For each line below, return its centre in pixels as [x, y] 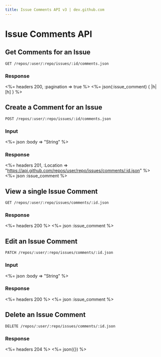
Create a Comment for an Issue [54, 107]
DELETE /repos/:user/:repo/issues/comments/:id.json [60, 326]
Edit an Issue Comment [41, 241]
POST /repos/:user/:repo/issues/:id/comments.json [58, 119]
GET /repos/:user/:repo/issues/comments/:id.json [57, 203]
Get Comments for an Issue [48, 52]
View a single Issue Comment [51, 191]
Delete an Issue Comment [46, 315]
